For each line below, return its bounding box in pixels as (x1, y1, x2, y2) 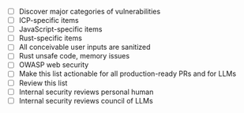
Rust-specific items (18, 33, 82, 43)
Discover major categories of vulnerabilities (18, 7, 161, 16)
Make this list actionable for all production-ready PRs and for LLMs (18, 69, 237, 78)
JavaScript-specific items (18, 24, 103, 34)
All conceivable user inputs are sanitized (18, 43, 151, 52)
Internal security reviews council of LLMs (18, 96, 153, 105)
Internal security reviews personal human (18, 87, 154, 96)
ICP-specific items (18, 16, 80, 25)
